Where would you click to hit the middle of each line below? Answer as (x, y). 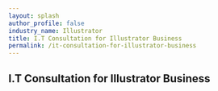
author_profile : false (46, 23)
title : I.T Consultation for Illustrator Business (95, 38)
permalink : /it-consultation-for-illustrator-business (103, 46)
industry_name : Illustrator (56, 31)
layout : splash (34, 16)
